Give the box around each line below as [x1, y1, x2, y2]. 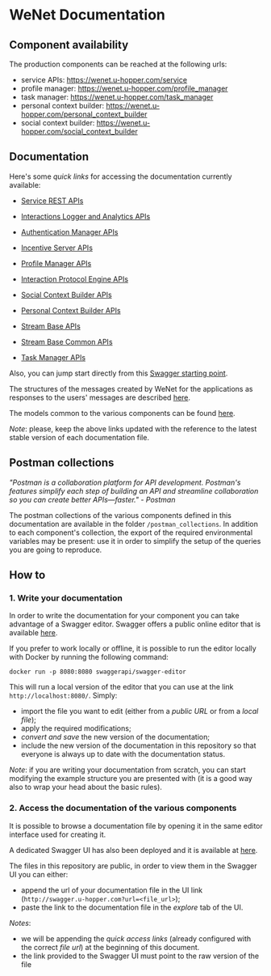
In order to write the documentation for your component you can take [9, 611, 240, 621]
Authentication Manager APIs [20, 227, 119, 236]
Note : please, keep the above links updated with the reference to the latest [9, 423, 257, 434]
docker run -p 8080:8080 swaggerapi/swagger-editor [9, 668, 186, 677]
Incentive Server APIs [20, 243, 94, 252]
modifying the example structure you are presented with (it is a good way [9, 774, 252, 783]
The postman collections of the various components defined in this [9, 510, 232, 520]
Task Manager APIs [20, 352, 86, 362]
